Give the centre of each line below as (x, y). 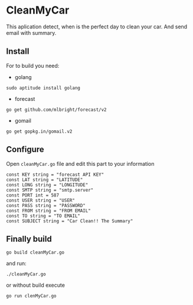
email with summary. (31, 32)
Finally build (29, 239)
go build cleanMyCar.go (35, 252)
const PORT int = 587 (33, 195)
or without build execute (35, 285)
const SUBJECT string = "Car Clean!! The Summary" (70, 221)
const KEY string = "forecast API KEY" (55, 175)
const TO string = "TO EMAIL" (43, 216)
